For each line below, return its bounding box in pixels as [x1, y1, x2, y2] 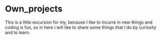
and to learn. [5, 29, 31, 35]
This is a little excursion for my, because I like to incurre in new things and [5, 19, 153, 25]
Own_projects [5, 3, 63, 14]
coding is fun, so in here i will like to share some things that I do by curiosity [5, 24, 157, 30]
